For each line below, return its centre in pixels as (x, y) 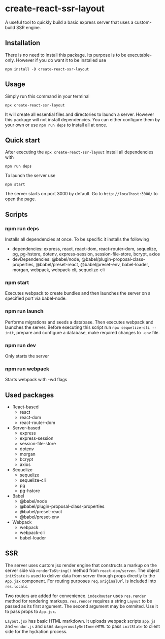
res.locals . (17, 586)
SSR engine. (29, 27)
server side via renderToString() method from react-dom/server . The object (82, 570)
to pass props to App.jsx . (31, 611)
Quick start (23, 140)
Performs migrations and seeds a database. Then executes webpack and (79, 322)
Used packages (30, 395)
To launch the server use (30, 176)
